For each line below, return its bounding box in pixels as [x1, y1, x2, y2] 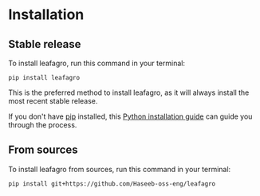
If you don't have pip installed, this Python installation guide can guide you [8, 112, 253, 121]
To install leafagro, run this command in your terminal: [8, 58, 186, 68]
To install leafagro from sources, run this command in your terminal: [8, 164, 231, 174]
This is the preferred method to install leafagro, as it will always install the [8, 88, 250, 97]
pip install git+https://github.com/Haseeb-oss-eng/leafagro [8, 179, 216, 188]
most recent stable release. [8, 96, 98, 105]
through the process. [8, 120, 77, 129]
